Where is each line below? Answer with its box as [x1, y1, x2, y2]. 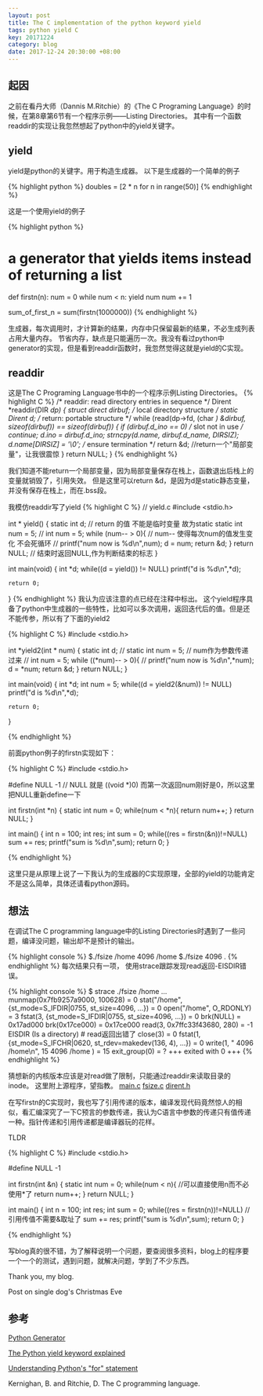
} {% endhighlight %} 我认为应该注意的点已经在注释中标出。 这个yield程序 [8, 594, 247, 604]
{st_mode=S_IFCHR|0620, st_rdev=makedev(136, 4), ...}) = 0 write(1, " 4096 [8, 1038, 254, 1048]
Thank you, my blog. [8, 1272, 74, 1281]
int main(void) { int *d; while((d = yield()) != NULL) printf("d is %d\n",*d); [8, 565, 241, 574]
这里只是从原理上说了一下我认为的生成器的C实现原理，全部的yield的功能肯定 [8, 869, 255, 879]
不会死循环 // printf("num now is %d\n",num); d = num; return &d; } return [16, 539, 254, 548]
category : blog [8, 41, 58, 49]
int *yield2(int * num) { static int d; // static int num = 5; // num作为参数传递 [8, 645, 249, 656]
